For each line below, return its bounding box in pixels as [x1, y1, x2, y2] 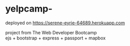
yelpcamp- [5, 3, 53, 15]
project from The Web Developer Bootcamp [5, 29, 97, 35]
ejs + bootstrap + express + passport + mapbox [5, 35, 106, 41]
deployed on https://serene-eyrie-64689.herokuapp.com [5, 20, 125, 26]
